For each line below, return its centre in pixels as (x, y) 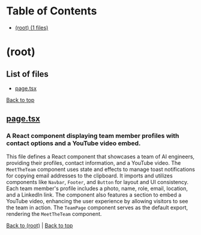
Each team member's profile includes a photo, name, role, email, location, (97, 188)
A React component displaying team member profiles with (93, 136)
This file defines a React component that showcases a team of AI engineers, (100, 156)
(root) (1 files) (31, 28)
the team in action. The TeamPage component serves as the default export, (97, 207)
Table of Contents (52, 11)
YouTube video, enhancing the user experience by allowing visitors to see (97, 201)
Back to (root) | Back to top (40, 225)
